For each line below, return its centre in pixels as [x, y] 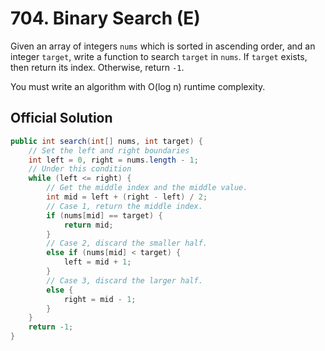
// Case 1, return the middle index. [124, 206]
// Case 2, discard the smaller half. [127, 243]
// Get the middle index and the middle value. [147, 188]
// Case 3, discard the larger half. [124, 280]
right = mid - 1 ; [100, 299]
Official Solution [61, 118]
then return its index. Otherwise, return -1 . [97, 67]
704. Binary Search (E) [105, 18]
